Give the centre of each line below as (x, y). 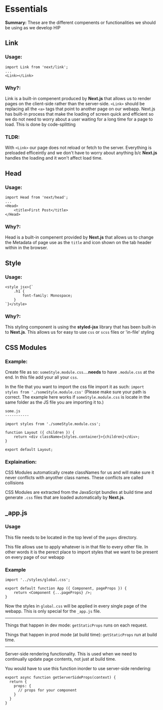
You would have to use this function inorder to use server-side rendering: (78, 669)
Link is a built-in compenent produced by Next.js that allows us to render (78, 98)
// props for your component (47, 690)
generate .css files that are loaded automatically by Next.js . (65, 497)
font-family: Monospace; (48, 295)
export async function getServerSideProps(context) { (61, 678)
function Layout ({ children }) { (40, 432)
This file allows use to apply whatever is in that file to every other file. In (77, 547)
